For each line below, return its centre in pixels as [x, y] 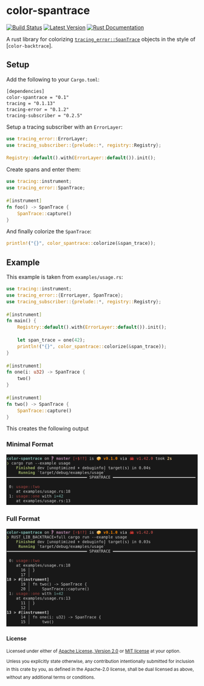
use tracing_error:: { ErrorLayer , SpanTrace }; [65, 295]
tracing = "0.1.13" [31, 103]
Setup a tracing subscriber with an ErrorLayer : [64, 127]
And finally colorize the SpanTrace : [49, 232]
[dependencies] [25, 91]
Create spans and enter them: [43, 170]
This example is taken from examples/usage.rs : [65, 277]
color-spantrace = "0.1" [38, 97]
